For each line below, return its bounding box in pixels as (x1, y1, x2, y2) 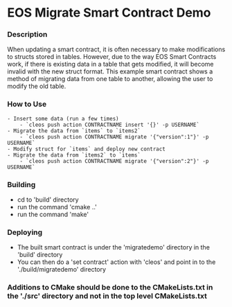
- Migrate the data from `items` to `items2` (7, 127, 141, 134)
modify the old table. (7, 82, 66, 91)
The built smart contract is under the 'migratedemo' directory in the (17, 243, 210, 252)
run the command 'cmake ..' (17, 203, 97, 211)
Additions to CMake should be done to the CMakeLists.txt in (7, 283, 213, 292)
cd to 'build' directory (17, 195, 79, 204)
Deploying (7, 227, 43, 237)
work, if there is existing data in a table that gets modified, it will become (7, 60, 214, 69)
